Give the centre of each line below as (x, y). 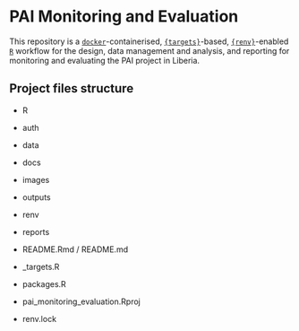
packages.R (44, 283)
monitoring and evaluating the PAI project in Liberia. (104, 60)
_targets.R (41, 266)
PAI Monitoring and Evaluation (124, 17)
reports (36, 231)
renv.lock (39, 318)
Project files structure (72, 88)
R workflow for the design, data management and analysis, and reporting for (149, 50)
